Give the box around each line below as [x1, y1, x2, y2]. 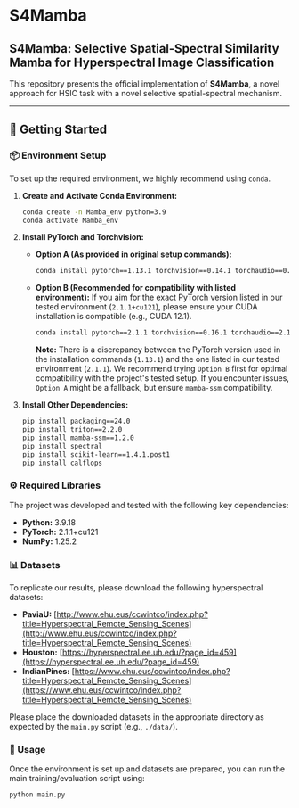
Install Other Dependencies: [21, 400, 129, 410]
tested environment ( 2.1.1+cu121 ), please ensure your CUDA [35, 301, 258, 312]
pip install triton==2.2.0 [21, 425, 123, 434]
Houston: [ [21, 647, 63, 658]
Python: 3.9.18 [21, 516, 77, 527]
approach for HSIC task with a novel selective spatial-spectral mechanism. [9, 88, 283, 98]
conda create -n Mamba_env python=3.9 [21, 207, 166, 217]
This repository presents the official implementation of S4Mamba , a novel [9, 78, 280, 89]
